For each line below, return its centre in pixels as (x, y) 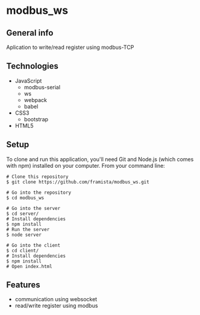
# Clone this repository (37, 177)
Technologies (33, 66)
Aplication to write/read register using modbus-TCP (70, 47)
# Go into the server (33, 208)
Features (23, 285)
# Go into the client (33, 245)
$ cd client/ (23, 250)
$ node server (24, 235)
